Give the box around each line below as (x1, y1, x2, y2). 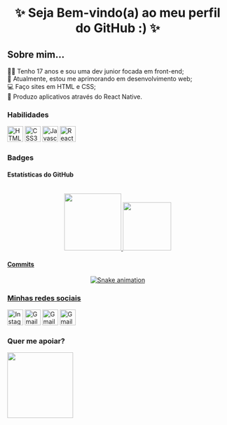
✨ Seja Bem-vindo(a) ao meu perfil (15, 5, 221, 21)
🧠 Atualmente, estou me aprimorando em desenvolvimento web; (7, 75, 193, 83)
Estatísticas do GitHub (7, 170, 74, 179)
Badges (7, 153, 34, 162)
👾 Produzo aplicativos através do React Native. (7, 92, 142, 101)
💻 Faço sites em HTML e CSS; (7, 83, 96, 90)
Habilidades (7, 110, 49, 120)
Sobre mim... (7, 48, 65, 60)
